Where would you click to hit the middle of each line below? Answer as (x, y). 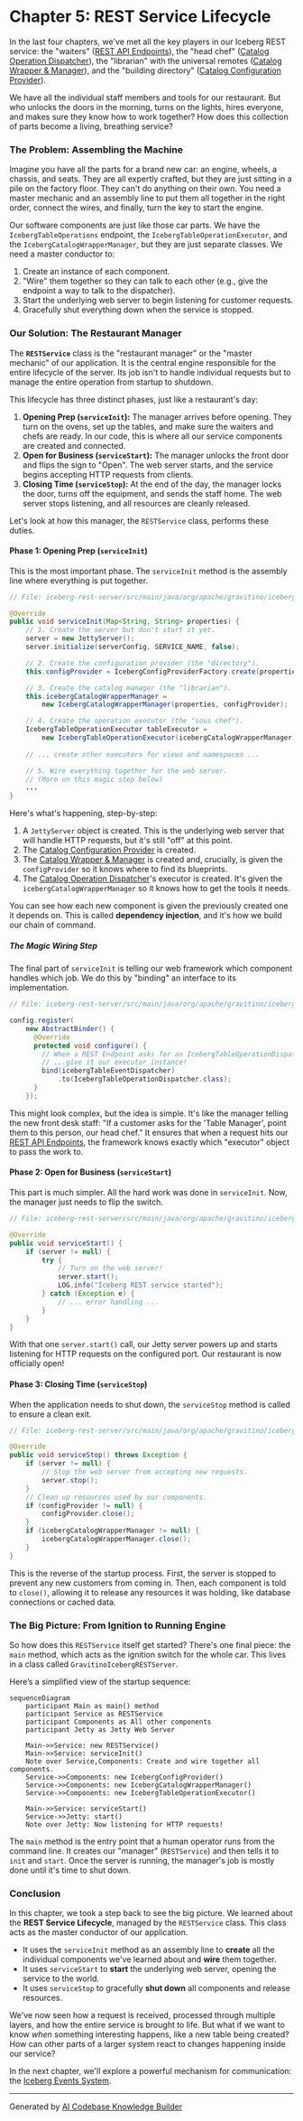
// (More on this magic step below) (95, 779)
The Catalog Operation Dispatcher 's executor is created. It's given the (152, 879)
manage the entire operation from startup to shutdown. (111, 382)
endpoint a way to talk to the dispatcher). (99, 291)
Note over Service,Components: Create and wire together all (142, 1762)
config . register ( (42, 1021)
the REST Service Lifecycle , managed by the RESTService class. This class (148, 1923)
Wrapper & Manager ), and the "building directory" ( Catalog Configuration (146, 70)
